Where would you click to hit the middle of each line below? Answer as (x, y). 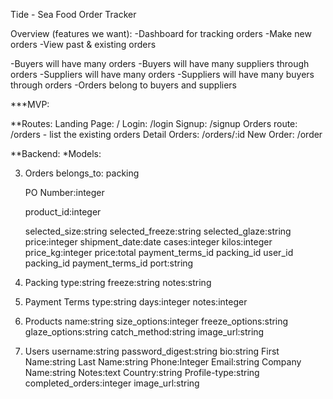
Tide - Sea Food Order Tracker (73, 14)
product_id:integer (63, 212)
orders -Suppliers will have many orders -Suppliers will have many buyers (162, 74)
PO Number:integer (64, 192)
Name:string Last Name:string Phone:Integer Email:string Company (163, 362)
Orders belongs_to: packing (82, 173)
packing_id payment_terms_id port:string (109, 263)
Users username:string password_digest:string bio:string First (152, 351)
